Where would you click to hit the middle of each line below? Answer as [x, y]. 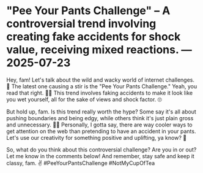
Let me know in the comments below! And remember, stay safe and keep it [100, 156]
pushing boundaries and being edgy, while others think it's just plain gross [100, 118]
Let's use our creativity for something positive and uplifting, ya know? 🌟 [97, 137]
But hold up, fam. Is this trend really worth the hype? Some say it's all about [102, 112]
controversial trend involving [81, 24]
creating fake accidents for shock [94, 37]
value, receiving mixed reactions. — [99, 50]
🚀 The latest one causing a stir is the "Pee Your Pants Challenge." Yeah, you [102, 86]
